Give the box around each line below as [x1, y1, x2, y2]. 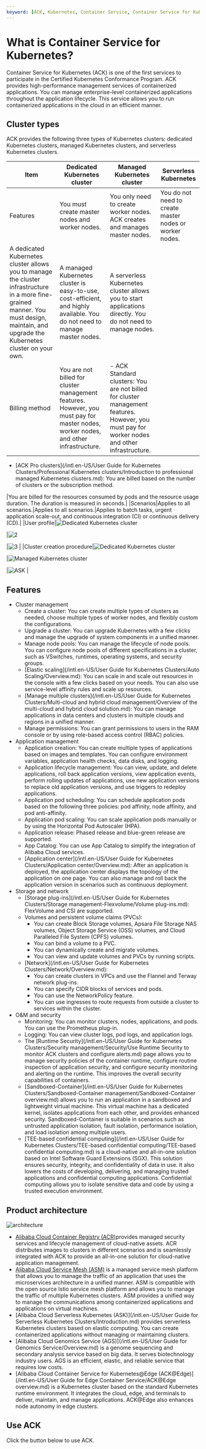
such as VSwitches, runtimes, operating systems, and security [24, 653, 182, 660]
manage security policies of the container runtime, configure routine [24, 1057, 197, 1065]
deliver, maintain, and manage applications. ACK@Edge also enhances [15, 1396, 194, 1403]
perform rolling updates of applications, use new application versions [24, 777, 200, 784]
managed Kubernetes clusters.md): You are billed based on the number [15, 475, 196, 482]
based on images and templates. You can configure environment [24, 751, 188, 758]
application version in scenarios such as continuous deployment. [24, 881, 189, 889]
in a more [9, 291, 37, 299]
